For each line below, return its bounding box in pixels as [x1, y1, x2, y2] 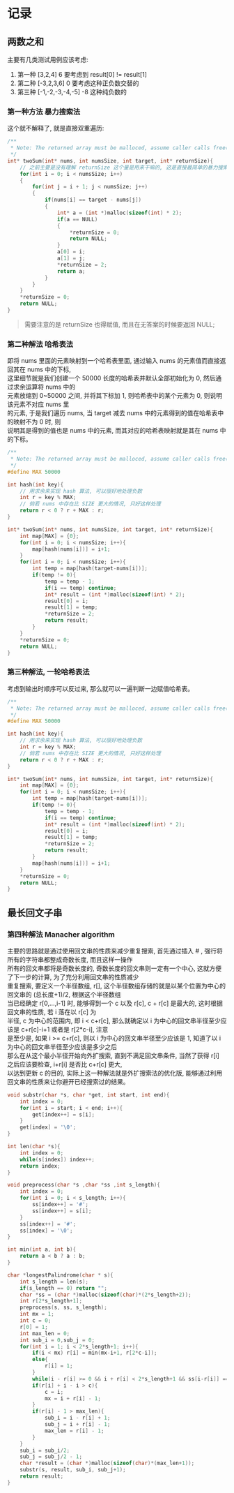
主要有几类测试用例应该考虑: [7, 56, 89, 64]
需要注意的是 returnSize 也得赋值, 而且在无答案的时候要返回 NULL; [24, 320, 215, 328]
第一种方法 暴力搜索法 [7, 107, 81, 117]
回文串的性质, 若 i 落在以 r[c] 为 [7, 1007, 97, 1016]
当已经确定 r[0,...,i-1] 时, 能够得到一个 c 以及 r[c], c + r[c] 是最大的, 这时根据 [7, 999, 223, 1007]
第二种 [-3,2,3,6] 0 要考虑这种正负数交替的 [17, 79, 139, 87]
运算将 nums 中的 [25, 382, 76, 391]
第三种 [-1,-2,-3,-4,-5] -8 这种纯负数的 [17, 88, 127, 96]
